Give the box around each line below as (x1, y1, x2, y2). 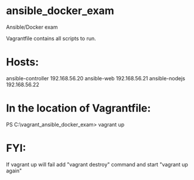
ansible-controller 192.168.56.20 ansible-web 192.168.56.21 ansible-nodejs (6, 74, 186, 81)
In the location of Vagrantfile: (6, 101, 151, 115)
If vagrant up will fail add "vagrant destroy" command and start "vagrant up (6, 161, 189, 168)
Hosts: (6, 56, 39, 69)
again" (6, 167, 22, 174)
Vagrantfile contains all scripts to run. (6, 35, 96, 42)
